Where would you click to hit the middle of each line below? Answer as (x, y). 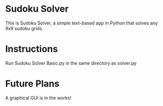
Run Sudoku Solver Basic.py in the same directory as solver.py (71, 63)
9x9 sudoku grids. (24, 28)
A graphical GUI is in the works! (38, 98)
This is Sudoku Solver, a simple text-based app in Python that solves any (81, 23)
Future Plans (32, 84)
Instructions (32, 49)
